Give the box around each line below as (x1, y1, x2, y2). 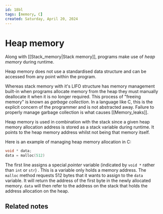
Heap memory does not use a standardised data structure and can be (5, 68, 147, 74)
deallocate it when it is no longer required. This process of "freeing (5, 94, 141, 100)
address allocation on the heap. (5, 188, 69, 194)
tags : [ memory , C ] (5, 12, 43, 17)
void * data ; (5, 149, 32, 153)
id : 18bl (5, 7, 23, 12)
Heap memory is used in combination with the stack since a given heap (5, 119, 150, 125)
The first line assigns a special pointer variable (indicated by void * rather (5, 162, 155, 168)
